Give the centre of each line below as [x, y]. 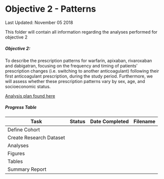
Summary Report [27, 169]
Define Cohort [24, 129]
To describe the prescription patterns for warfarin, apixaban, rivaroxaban [79, 60]
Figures [16, 153]
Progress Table [21, 107]
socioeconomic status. [28, 86]
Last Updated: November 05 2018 [39, 22]
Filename [144, 121]
